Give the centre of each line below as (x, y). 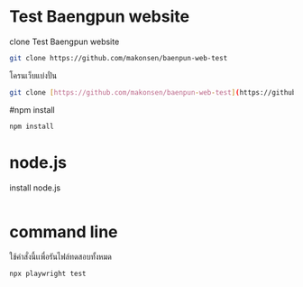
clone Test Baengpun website (64, 42)
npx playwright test (48, 274)
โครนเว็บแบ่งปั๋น (33, 75)
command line (64, 231)
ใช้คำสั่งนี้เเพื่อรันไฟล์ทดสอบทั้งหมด (61, 257)
